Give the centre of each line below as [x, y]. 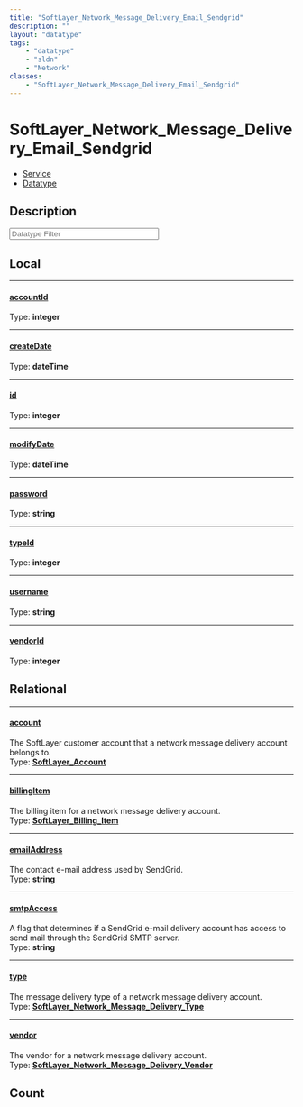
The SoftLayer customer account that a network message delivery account [148, 742]
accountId [29, 297]
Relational [38, 689]
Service [37, 173]
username [29, 592]
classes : [26, 77]
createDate [31, 346]
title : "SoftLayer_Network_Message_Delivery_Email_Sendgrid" [127, 18]
